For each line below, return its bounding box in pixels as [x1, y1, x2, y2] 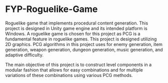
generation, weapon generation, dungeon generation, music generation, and [5, 46, 163, 52]
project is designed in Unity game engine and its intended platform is [5, 25, 148, 31]
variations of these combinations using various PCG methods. [5, 72, 133, 78]
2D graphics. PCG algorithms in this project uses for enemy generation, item [5, 41, 163, 47]
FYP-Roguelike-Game [5, 3, 98, 15]
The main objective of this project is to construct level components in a [5, 61, 152, 67]
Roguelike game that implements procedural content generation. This [5, 20, 148, 26]
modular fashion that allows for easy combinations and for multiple [5, 66, 143, 73]
